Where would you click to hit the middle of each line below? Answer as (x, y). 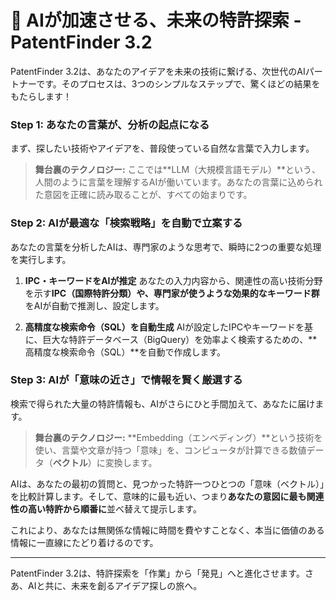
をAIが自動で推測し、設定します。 (94, 305)
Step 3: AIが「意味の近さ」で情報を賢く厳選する (126, 380)
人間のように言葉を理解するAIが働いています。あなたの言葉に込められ (178, 182)
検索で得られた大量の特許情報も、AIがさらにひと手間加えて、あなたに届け (163, 403)
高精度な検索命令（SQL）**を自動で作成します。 (125, 352)
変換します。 (131, 462)
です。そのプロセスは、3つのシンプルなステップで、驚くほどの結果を (178, 83)
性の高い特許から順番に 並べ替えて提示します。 (106, 508)
